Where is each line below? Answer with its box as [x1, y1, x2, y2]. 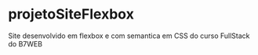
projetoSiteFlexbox [8, 5, 135, 23]
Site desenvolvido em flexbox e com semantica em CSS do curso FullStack [8, 31, 250, 40]
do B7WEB [8, 39, 43, 48]
